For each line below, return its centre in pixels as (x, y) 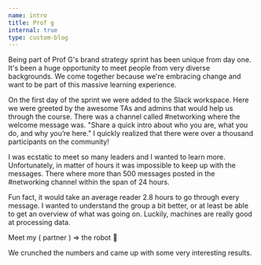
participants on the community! (59, 142)
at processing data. (39, 223)
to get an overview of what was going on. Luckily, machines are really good (130, 214)
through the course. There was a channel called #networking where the (124, 117)
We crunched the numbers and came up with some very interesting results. (130, 253)
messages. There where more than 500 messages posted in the (112, 174)
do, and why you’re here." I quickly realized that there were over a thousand (131, 134)
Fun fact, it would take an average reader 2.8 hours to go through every (124, 197)
